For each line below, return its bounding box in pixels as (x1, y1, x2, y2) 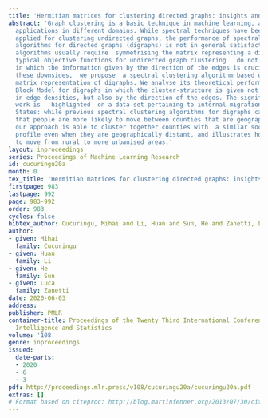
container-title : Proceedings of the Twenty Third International (8, 316, 230, 324)
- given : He (8, 265, 48, 273)
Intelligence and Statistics (15, 324, 112, 332)
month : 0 (8, 168, 37, 176)
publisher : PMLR (8, 309, 62, 316)
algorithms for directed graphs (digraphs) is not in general (15, 42, 227, 50)
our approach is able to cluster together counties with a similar (15, 123, 248, 131)
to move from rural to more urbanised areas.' (15, 137, 173, 146)
